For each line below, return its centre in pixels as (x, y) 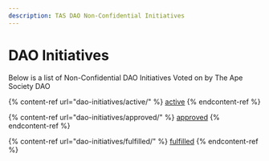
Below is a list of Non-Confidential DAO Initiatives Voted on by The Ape (126, 78)
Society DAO (29, 86)
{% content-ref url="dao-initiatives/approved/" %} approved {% (114, 117)
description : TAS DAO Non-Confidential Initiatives (96, 16)
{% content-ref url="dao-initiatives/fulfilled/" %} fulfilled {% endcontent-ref (133, 141)
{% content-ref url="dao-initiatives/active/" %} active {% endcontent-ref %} (134, 102)
